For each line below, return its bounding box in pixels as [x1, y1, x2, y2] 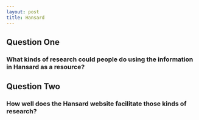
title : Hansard [6, 15, 45, 21]
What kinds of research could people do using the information [6, 55, 194, 64]
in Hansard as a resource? [6, 62, 85, 71]
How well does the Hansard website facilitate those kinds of [6, 99, 187, 108]
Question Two [6, 81, 61, 92]
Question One [6, 37, 60, 47]
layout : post [6, 8, 40, 15]
